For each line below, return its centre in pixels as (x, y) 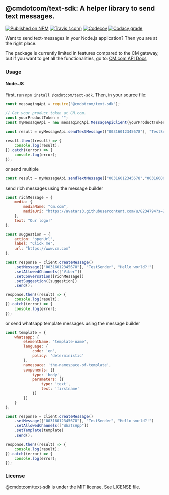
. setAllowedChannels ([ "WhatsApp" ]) (52, 426)
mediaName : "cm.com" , (46, 207)
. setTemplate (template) (39, 430)
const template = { (26, 332)
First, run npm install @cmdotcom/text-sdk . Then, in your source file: (76, 95)
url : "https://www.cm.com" (43, 249)
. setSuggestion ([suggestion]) (46, 281)
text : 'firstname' (60, 389)
